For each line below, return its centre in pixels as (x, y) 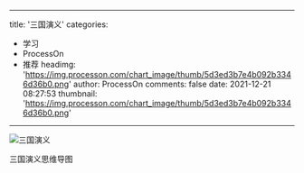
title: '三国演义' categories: (59, 24)
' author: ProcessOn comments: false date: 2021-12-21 (170, 84)
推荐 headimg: (49, 64)
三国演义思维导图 (41, 159)
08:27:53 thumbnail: (60, 94)
